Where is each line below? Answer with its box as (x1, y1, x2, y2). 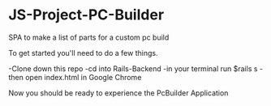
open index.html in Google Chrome (25, 72, 142, 82)
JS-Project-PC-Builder (8, 6, 165, 24)
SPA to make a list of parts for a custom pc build (8, 32, 170, 42)
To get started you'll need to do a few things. (8, 48, 158, 57)
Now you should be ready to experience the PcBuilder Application (8, 87, 229, 98)
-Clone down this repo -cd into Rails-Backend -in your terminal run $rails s (8, 63, 258, 74)
